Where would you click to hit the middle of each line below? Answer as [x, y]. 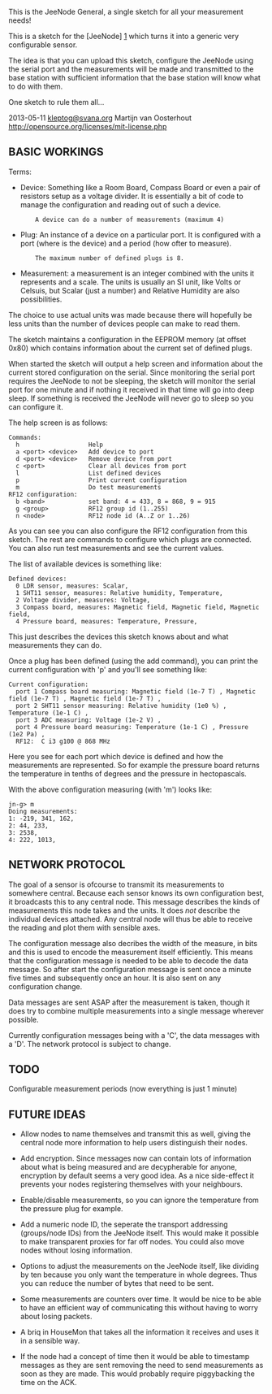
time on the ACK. [48, 1383]
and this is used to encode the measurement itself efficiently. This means [131, 952]
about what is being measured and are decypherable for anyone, [128, 1167]
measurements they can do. [55, 645]
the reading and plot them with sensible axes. [84, 927]
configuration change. [45, 986]
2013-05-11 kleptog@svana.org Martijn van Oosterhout [100, 118]
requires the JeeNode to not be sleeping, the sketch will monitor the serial [132, 380]
